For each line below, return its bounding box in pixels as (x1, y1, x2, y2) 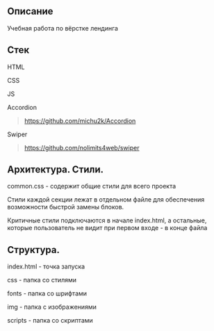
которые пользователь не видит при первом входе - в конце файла (7, 224, 208, 232)
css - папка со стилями (7, 276, 77, 284)
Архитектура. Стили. (7, 163, 104, 176)
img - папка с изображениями (7, 302, 97, 312)
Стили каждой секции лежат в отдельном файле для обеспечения (7, 195, 205, 204)
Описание (7, 6, 53, 17)
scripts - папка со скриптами (7, 316, 94, 325)
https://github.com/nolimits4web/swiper (24, 143, 140, 152)
